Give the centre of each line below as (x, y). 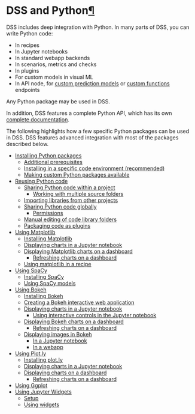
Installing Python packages (48, 155)
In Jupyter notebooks (41, 51)
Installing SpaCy (44, 276)
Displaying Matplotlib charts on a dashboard (78, 251)
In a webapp (48, 347)
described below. (28, 144)
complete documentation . (38, 119)
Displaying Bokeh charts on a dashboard (74, 321)
